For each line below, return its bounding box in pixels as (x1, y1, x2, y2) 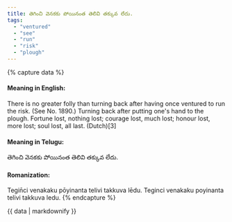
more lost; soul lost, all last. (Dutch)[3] (7, 122, 117, 130)
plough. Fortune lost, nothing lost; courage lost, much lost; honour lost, (7, 114, 210, 122)
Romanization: (7, 171, 51, 179)
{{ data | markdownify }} (7, 207, 77, 216)
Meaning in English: (7, 84, 66, 93)
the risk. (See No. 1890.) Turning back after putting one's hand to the (7, 107, 204, 116)
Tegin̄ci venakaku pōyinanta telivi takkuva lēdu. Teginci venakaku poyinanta (7, 186, 224, 195)
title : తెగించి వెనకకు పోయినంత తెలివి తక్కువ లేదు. (7, 10, 133, 17)
